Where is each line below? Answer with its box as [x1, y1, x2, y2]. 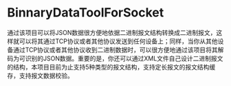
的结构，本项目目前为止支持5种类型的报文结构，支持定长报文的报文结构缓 [7, 63, 216, 71]
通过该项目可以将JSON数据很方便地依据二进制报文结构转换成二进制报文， [7, 28, 217, 36]
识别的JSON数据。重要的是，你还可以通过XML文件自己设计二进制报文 [25, 54, 223, 63]
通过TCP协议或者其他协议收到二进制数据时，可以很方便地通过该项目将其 [12, 45, 218, 54]
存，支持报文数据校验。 [7, 71, 74, 80]
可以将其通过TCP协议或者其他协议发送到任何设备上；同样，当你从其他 [19, 36, 218, 45]
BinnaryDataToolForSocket [7, 5, 164, 21]
